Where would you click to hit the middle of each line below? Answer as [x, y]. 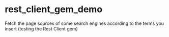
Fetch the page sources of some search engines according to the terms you [84, 23]
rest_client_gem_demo [54, 9]
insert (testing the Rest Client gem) [41, 28]
